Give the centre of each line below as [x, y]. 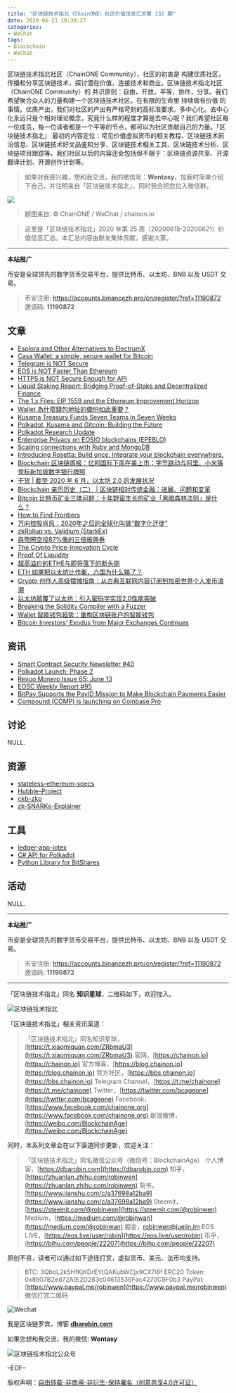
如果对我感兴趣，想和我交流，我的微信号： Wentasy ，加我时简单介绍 [124, 177]
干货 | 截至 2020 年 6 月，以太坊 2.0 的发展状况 [86, 480]
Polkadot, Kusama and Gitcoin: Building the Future [90, 424]
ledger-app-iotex [42, 847]
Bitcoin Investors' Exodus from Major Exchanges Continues [103, 622]
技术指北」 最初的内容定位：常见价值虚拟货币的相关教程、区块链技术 [119, 135]
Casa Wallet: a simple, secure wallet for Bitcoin [85, 355]
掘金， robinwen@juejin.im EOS [169, 1226]
